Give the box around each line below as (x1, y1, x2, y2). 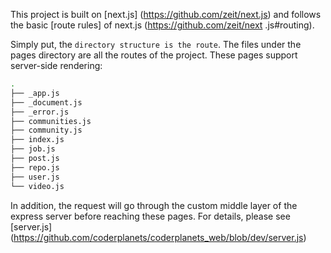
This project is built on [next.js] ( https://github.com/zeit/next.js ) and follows (10, 9, 322, 20)
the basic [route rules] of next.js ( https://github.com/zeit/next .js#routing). (10, 19, 315, 31)
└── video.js (10, 181, 65, 191)
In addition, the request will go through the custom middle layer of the (10, 199, 298, 211)
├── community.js (10, 125, 83, 136)
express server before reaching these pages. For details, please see (10, 210, 291, 222)
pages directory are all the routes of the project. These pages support (10, 49, 298, 61)
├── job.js (10, 144, 56, 154)
